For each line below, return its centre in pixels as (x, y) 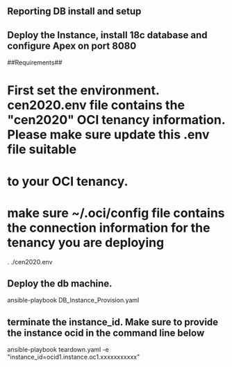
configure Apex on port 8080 (72, 45)
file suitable (42, 150)
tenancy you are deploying (86, 242)
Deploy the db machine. (60, 283)
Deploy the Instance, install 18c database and (107, 35)
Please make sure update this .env (108, 135)
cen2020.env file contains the (96, 105)
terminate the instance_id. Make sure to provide (113, 322)
